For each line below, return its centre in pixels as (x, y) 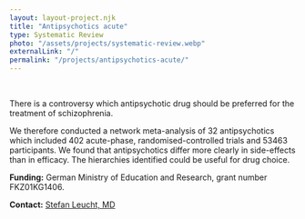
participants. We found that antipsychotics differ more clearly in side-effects (152, 150)
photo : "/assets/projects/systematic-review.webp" (107, 43)
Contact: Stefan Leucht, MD (62, 204)
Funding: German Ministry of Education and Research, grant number (138, 177)
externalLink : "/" (44, 52)
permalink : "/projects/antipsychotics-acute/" (99, 60)
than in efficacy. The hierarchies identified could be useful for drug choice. (150, 159)
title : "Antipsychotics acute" (69, 26)
